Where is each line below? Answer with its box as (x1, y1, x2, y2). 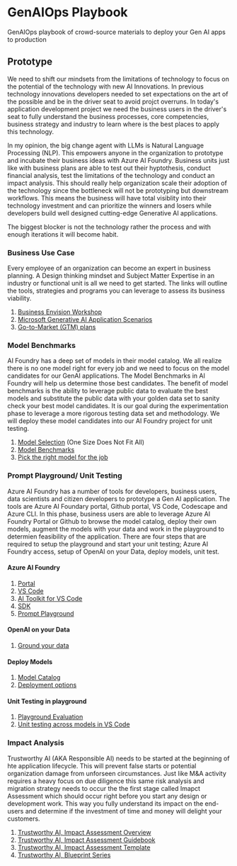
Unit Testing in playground (7, 697, 87, 705)
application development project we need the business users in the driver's (7, 104, 227, 113)
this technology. (7, 127, 54, 135)
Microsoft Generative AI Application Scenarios (17, 315, 153, 324)
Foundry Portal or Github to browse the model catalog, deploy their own (7, 517, 217, 525)
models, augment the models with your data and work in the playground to (7, 524, 225, 533)
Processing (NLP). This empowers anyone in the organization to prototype (7, 148, 224, 157)
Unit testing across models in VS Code (17, 720, 130, 729)
